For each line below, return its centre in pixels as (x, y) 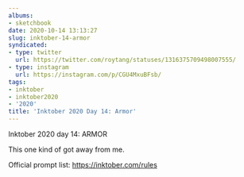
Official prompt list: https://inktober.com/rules (83, 165)
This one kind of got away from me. (66, 149)
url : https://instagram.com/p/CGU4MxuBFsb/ (88, 75)
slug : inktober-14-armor (49, 38)
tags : (17, 82)
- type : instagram (39, 67)
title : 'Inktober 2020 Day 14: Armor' (72, 112)
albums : (21, 15)
